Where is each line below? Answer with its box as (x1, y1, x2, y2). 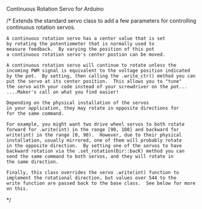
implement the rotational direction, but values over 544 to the (6, 175, 176, 181)
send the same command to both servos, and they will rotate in (6, 153, 174, 159)
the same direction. (6, 159, 59, 165)
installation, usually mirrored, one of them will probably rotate (6, 137, 182, 143)
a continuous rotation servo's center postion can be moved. (6, 51, 166, 58)
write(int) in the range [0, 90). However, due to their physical (6, 132, 182, 138)
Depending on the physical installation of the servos (6, 100, 149, 106)
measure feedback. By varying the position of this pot (6, 46, 155, 52)
